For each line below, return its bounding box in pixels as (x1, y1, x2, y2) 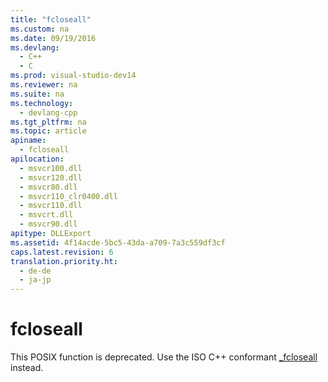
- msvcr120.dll (19, 172, 83, 183)
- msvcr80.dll (19, 182, 78, 192)
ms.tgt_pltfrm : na (10, 117, 87, 127)
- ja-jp (19, 275, 52, 285)
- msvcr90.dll (19, 219, 78, 230)
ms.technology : (10, 98, 74, 108)
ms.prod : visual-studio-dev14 (10, 71, 137, 81)
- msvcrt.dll (19, 210, 74, 220)
